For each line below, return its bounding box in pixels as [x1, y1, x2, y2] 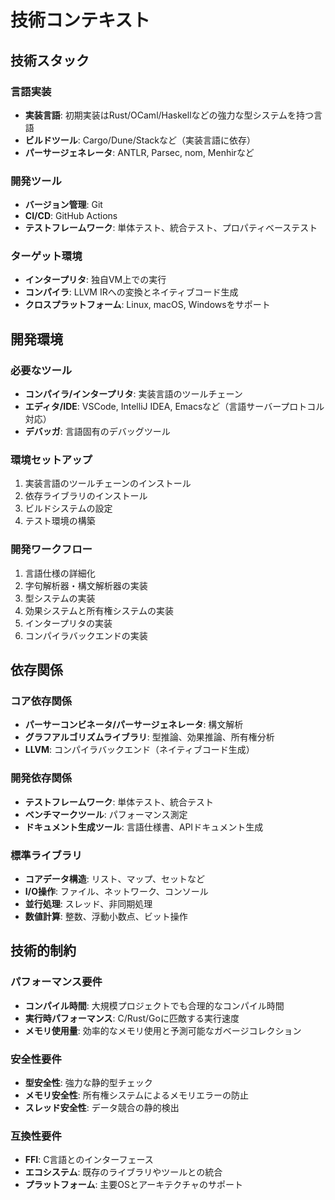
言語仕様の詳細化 [24, 567, 96, 579]
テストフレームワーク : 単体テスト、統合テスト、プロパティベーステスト [24, 222, 318, 234]
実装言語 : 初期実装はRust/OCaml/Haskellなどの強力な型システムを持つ [24, 109, 315, 121]
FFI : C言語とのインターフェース [24, 1154, 154, 1166]
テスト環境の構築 [24, 515, 96, 527]
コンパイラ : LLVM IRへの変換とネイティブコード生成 [24, 286, 239, 298]
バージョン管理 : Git [24, 199, 103, 211]
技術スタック [10, 52, 90, 69]
